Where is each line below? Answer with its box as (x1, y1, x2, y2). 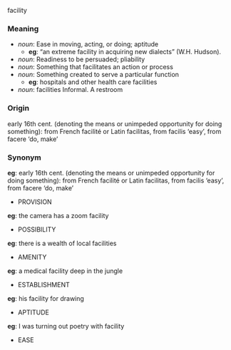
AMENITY (17, 252, 47, 261)
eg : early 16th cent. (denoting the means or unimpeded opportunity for (7, 168, 215, 177)
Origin (7, 103, 30, 113)
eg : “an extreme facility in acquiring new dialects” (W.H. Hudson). (28, 48, 222, 56)
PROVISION (17, 197, 52, 206)
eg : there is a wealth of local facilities (7, 239, 117, 247)
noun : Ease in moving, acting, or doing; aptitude (17, 40, 159, 48)
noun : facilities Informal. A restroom (17, 86, 123, 94)
